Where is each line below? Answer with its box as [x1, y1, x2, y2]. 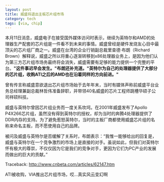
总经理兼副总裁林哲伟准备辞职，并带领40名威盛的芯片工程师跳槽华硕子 [9, 88, 152, 94]
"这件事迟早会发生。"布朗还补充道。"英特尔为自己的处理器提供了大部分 [14, 66, 158, 71]
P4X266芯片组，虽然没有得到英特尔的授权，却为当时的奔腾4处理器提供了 [5, 111, 153, 116]
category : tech [5, 16, 36, 21]
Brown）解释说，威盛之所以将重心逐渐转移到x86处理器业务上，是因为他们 [5, 53, 154, 59]
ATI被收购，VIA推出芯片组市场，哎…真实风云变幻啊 [5, 172, 108, 178]
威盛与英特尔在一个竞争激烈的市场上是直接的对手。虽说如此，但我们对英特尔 [5, 139, 159, 145]
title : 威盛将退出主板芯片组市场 [5, 12, 64, 17]
